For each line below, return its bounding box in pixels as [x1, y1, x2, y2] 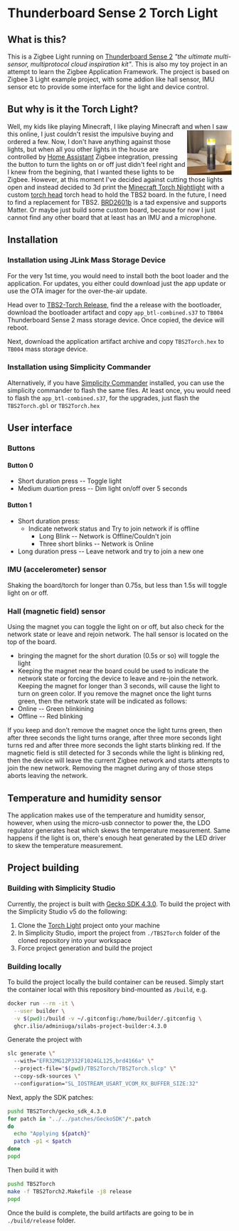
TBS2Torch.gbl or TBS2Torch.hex [7, 401, 100, 409]
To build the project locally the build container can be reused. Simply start [7, 977, 224, 986]
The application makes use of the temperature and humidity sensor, [7, 811, 206, 819]
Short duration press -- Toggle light [17, 476, 122, 486]
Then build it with [7, 1165, 58, 1174]
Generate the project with [7, 1036, 83, 1044]
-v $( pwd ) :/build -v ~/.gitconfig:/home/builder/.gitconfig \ [14, 1015, 202, 1022]
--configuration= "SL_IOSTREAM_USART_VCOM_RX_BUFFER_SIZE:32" [14, 1080, 199, 1087]
